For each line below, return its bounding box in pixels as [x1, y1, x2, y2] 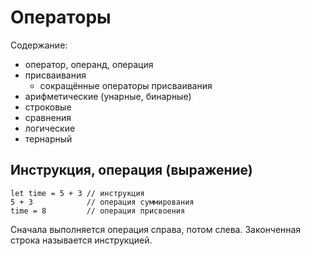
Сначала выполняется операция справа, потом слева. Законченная [10, 223, 302, 235]
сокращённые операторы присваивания [39, 79, 213, 91]
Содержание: [10, 39, 68, 51]
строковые [24, 101, 72, 113]
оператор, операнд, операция [24, 58, 154, 70]
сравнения [24, 111, 72, 123]
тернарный [24, 132, 73, 145]
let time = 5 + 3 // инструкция [10, 188, 145, 198]
